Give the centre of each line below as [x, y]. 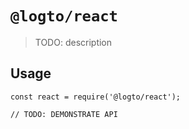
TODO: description [73, 42]
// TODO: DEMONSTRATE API [64, 114]
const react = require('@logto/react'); [96, 97]
